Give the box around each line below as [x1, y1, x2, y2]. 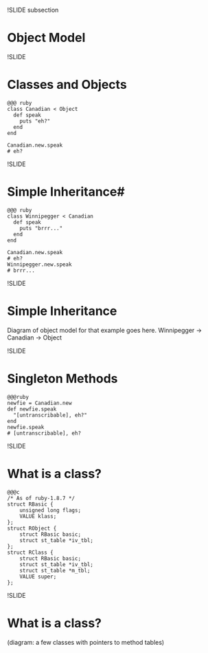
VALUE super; [19, 573, 57, 580]
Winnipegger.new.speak [7, 261, 72, 268]
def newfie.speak [7, 406, 57, 413]
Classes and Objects [7, 77, 127, 92]
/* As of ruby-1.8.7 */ [7, 495, 76, 501]
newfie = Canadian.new [7, 400, 72, 406]
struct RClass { [7, 549, 54, 556]
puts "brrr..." [19, 225, 63, 231]
